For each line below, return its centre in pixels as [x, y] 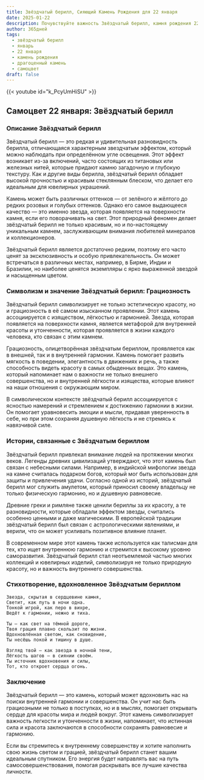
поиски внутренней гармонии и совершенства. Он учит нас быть [91, 701]
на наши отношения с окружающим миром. [63, 387]
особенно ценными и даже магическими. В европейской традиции [94, 518]
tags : [13, 35]
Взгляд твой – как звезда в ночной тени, [59, 650]
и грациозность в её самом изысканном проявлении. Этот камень [93, 311]
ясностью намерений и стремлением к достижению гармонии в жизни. [100, 406]
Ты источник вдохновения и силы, [49, 661]
